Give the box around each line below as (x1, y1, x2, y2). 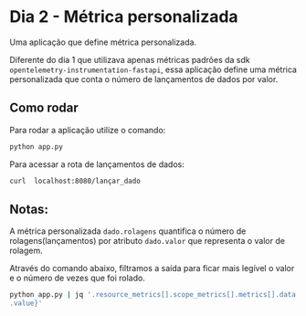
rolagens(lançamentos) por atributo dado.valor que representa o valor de (9, 236, 286, 247)
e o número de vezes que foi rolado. (9, 272, 146, 284)
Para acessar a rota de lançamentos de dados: (9, 158, 185, 170)
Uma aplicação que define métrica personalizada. (9, 37, 197, 47)
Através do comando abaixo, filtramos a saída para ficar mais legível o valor (9, 263, 295, 274)
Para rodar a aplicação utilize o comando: (9, 124, 166, 135)
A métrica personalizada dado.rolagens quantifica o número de (9, 226, 247, 237)
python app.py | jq (9, 290, 84, 300)
